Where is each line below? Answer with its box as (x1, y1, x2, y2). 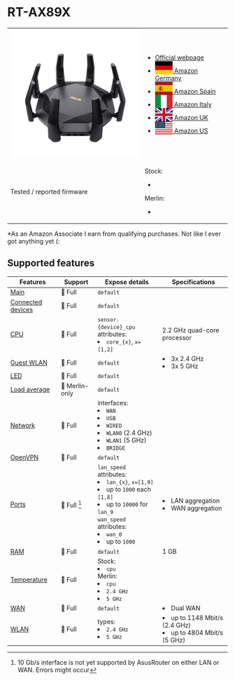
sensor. (97, 316, 120, 323)
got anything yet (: (7, 236, 60, 245)
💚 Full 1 (60, 499, 82, 509)
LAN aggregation (171, 496, 220, 505)
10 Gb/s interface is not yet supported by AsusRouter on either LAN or (17, 658, 220, 666)
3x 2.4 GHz (171, 355, 204, 363)
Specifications (171, 278, 215, 286)
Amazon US (173, 126, 208, 135)
